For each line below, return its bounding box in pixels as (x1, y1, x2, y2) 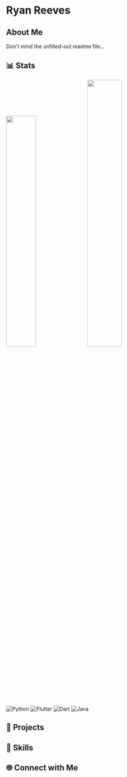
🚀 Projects (6, 723, 45, 733)
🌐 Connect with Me (6, 762, 78, 773)
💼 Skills (6, 743, 34, 753)
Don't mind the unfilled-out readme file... (6, 43, 105, 50)
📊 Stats (6, 60, 36, 71)
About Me (6, 27, 43, 37)
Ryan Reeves (6, 4, 71, 17)
